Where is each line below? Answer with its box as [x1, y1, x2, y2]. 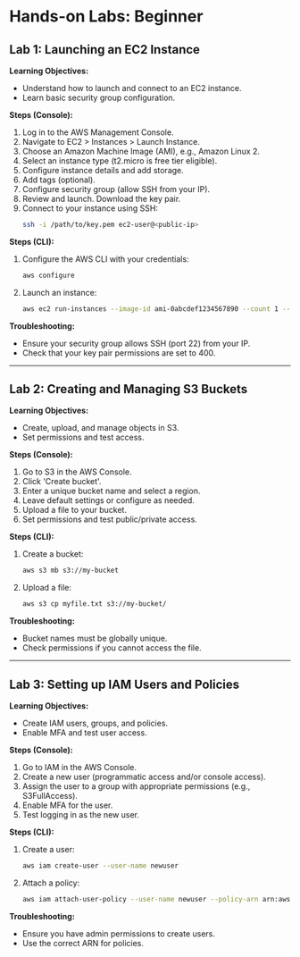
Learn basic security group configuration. [21, 92, 176, 103]
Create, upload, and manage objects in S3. [21, 423, 179, 433]
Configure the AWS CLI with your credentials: [21, 253, 189, 264]
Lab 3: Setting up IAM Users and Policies [9, 676, 240, 692]
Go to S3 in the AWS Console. [21, 466, 132, 477]
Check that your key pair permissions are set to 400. [21, 347, 216, 358]
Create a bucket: [21, 549, 84, 559]
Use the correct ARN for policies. [21, 937, 145, 948]
